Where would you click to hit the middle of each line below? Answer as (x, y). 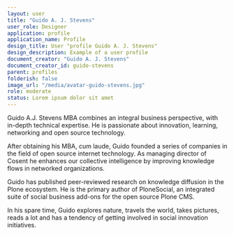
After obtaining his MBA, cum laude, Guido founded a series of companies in (117, 146)
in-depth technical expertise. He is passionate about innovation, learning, (112, 125)
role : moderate (29, 91)
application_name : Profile (46, 40)
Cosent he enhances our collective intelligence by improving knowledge (111, 161)
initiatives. (22, 225)
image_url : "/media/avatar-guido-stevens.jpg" (76, 85)
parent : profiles (32, 72)
